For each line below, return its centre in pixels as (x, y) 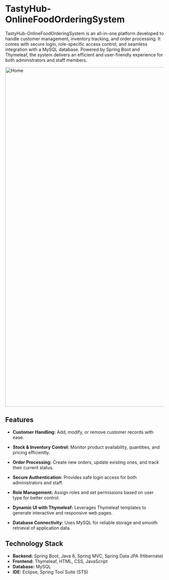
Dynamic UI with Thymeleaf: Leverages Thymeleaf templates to (79, 507)
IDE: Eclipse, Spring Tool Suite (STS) (50, 572)
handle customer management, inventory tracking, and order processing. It (83, 39)
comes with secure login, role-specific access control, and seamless (76, 44)
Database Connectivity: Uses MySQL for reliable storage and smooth (85, 522)
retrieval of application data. (42, 528)
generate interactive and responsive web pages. (63, 513)
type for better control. (36, 498)
